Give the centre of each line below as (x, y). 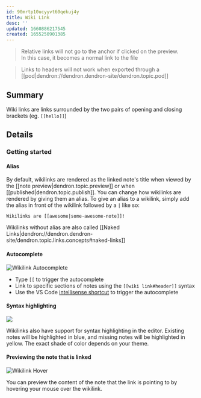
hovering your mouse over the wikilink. (54, 389)
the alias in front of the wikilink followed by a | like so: (73, 205)
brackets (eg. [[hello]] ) (37, 116)
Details (20, 135)
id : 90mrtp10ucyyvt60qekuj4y (43, 12)
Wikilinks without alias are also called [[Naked (63, 227)
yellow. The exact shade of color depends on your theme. (78, 343)
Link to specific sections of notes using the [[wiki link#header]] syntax (105, 286)
